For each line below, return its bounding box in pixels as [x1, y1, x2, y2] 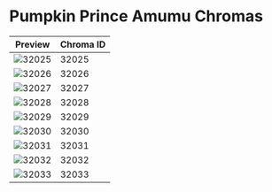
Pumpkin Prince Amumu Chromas [9, 6, 264, 27]
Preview [14, 38, 51, 50]
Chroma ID [59, 38, 106, 50]
